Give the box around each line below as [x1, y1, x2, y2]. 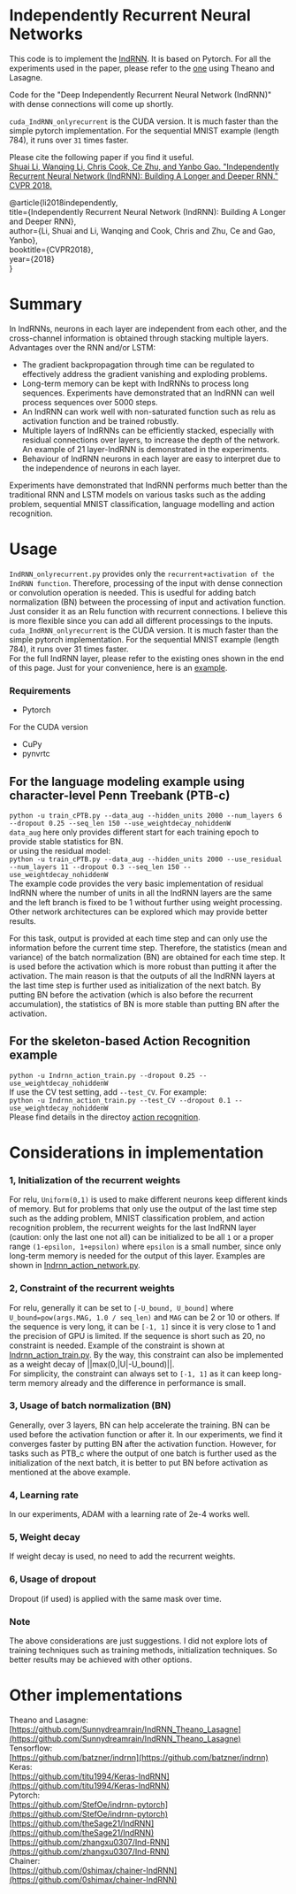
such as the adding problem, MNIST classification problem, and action [9, 1213, 265, 1224]
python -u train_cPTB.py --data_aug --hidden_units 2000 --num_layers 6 [9, 811, 283, 820]
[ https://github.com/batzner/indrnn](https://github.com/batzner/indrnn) [9, 1752, 269, 1762]
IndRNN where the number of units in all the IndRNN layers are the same [9, 887, 272, 898]
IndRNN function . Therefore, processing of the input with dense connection [9, 577, 283, 589]
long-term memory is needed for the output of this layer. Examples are [9, 1251, 266, 1261]
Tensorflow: [9, 1743, 53, 1753]
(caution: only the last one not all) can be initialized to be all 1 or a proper [9, 1232, 274, 1243]
